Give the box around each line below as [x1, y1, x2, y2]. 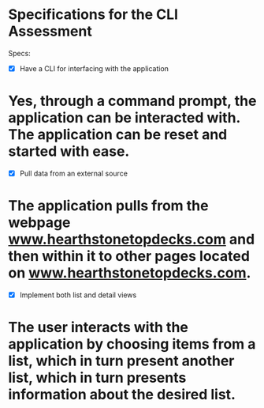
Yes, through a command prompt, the [8, 93, 257, 110]
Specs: [8, 48, 32, 58]
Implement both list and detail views [19, 290, 137, 300]
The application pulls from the [8, 197, 209, 215]
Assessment [8, 22, 92, 40]
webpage [8, 213, 71, 232]
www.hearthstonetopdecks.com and [8, 231, 255, 248]
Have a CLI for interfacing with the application [19, 63, 169, 73]
